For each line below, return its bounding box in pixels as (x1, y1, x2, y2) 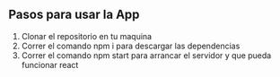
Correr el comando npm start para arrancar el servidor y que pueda (21, 49, 272, 61)
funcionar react (21, 59, 79, 70)
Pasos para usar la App (8, 7, 140, 22)
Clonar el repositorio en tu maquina (21, 30, 153, 41)
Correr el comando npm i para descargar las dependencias (21, 40, 241, 51)
